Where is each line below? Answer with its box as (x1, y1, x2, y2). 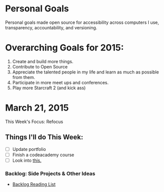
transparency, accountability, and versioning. (5, 24, 97, 30)
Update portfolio (12, 146, 46, 152)
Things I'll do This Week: (5, 133, 83, 141)
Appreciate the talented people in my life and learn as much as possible (12, 69, 159, 75)
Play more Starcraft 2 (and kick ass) (12, 85, 86, 91)
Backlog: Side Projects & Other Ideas (5, 170, 95, 177)
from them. (12, 74, 35, 80)
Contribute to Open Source (12, 64, 68, 69)
